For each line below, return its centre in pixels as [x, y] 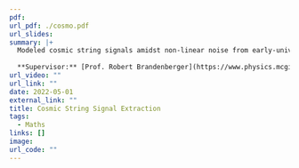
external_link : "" [43, 100]
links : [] [28, 133]
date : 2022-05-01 [41, 92]
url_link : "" [33, 84]
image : [21, 141]
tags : [19, 116]
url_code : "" [33, 149]
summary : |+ [31, 42]
